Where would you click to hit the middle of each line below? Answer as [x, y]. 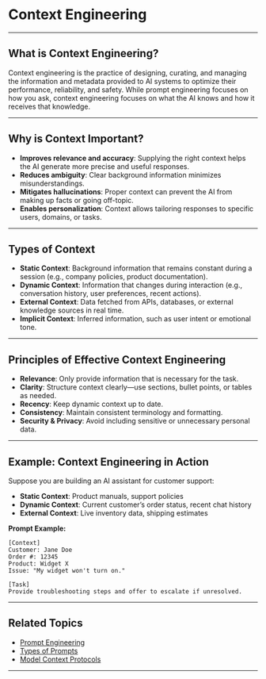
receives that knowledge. [49, 106]
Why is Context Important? [76, 139]
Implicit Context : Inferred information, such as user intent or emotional [135, 319]
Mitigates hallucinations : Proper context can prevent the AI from [126, 191]
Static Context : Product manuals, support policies [101, 496]
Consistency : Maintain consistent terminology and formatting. [121, 412]
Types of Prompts [49, 650]
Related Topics [46, 623]
